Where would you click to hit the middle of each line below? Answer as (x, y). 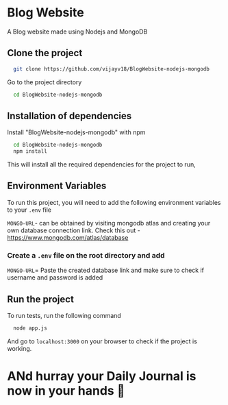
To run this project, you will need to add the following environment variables (114, 202)
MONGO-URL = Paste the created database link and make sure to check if (105, 270)
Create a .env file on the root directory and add (86, 255)
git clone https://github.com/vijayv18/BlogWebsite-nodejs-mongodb (112, 69)
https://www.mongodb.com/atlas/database (68, 237)
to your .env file (29, 210)
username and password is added (55, 278)
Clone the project (45, 53)
